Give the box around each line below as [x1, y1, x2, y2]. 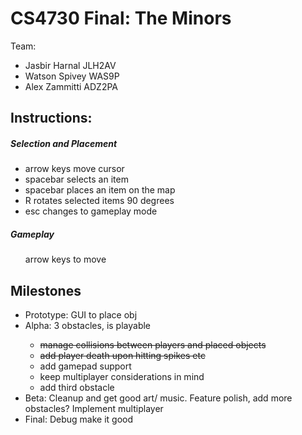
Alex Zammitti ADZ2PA [24, 80, 119, 92]
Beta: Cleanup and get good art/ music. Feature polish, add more [24, 392, 293, 404]
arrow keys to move [24, 253, 107, 266]
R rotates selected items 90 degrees [24, 195, 175, 207]
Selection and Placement [10, 137, 118, 149]
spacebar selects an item [24, 173, 129, 186]
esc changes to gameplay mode [24, 205, 158, 217]
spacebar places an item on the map [24, 184, 176, 196]
